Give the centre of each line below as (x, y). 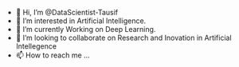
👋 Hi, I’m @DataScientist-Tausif (67, 12)
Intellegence (36, 46)
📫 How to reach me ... (53, 55)
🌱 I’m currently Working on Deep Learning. (86, 29)
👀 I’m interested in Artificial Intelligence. (81, 21)
